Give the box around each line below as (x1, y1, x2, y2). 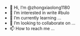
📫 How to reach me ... (9, 26, 55, 31)
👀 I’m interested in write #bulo (9, 10, 70, 16)
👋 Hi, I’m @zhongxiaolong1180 (9, 5, 70, 10)
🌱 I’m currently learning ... (9, 15, 62, 20)
